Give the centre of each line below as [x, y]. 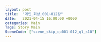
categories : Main [23, 23]
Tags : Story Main [23, 28]
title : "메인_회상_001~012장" [34, 14]
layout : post [18, 9]
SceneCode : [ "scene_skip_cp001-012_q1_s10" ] [51, 32]
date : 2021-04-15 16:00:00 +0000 [41, 18]
